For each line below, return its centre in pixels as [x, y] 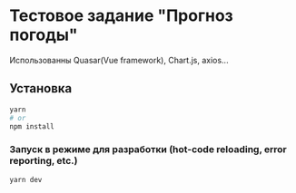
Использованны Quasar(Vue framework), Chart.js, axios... [119, 60]
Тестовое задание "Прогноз [121, 16]
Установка [41, 88]
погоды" [44, 35]
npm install [32, 126]
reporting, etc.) [44, 161]
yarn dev [26, 179]
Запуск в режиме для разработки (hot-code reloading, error [148, 150]
